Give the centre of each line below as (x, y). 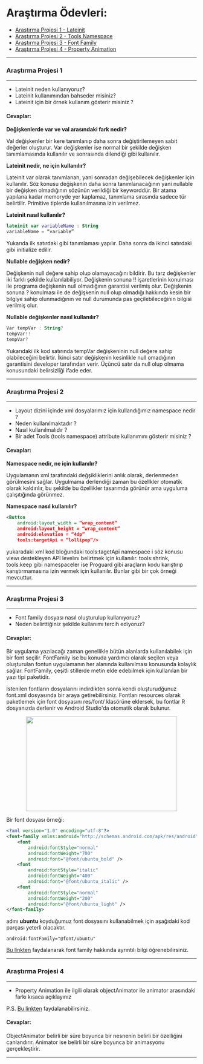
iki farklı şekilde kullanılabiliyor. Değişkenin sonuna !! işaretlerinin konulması (100, 280)
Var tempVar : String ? (35, 328)
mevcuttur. (20, 577)
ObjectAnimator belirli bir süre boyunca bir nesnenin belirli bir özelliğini (94, 1036)
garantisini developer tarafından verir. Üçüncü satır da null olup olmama (95, 364)
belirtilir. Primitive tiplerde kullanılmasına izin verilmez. (73, 203)
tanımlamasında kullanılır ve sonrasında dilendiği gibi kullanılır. (83, 154)
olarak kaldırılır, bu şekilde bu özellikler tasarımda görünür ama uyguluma (97, 488)
